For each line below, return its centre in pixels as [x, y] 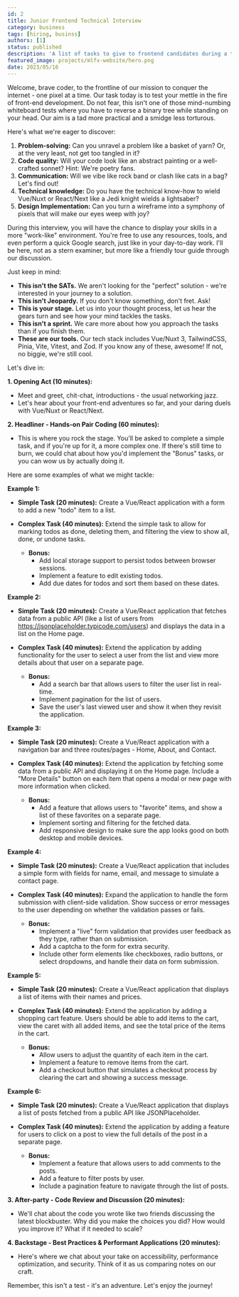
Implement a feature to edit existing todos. [101, 575]
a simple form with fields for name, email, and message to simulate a [118, 873]
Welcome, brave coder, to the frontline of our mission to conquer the [108, 87]
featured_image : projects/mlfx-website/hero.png [81, 61]
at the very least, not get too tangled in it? [79, 153]
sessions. [53, 567]
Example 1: [24, 488]
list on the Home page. [51, 633]
